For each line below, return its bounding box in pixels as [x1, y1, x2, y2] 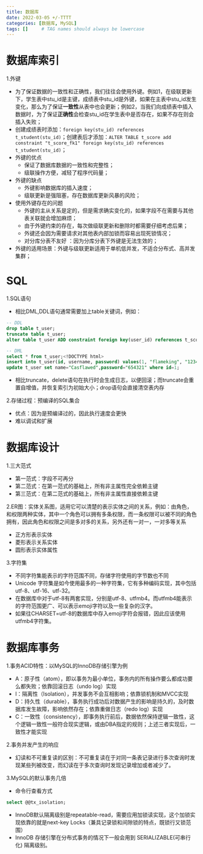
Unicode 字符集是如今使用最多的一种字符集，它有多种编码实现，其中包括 [14, 580, 196, 587]
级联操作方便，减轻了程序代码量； [24, 169, 109, 177]
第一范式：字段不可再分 [14, 475, 74, 482]
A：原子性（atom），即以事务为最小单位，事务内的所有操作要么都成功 [14, 675, 188, 682]
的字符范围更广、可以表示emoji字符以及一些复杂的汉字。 [14, 602, 156, 610]
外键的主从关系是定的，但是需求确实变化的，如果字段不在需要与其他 [24, 207, 194, 214]
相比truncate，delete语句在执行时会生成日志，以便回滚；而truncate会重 [14, 377, 195, 384]
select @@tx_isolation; [6, 799, 66, 805]
